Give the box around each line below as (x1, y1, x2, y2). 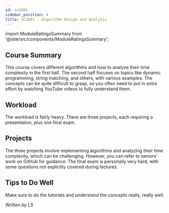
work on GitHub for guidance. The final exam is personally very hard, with (5, 158, 159, 164)
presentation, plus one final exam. (5, 120, 76, 125)
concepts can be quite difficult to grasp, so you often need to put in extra (5, 81, 157, 87)
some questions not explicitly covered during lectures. (5, 163, 118, 170)
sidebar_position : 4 (5, 12, 49, 17)
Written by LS (5, 201, 34, 208)
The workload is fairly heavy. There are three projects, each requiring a (5, 114, 153, 120)
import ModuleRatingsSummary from (5, 31, 82, 37)
